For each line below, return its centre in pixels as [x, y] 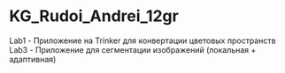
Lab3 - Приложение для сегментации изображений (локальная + [133, 49]
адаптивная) [33, 59]
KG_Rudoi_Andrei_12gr [94, 16]
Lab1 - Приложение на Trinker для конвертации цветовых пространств [142, 40]
